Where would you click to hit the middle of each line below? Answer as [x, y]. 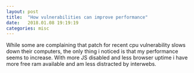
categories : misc [28, 28]
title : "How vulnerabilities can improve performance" [77, 17]
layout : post [22, 12]
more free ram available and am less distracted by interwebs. [81, 64]
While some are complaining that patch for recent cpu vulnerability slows [96, 45]
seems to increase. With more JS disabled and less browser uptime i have [97, 58]
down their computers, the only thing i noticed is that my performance [92, 52]
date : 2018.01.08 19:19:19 [42, 23]
